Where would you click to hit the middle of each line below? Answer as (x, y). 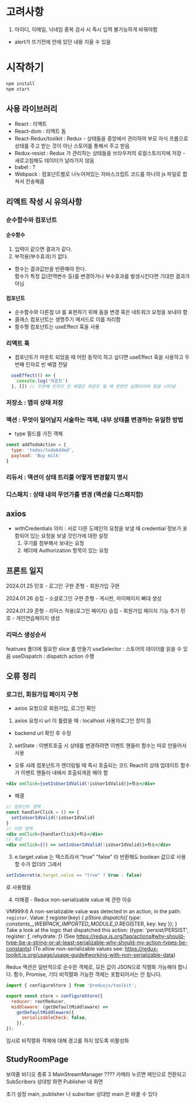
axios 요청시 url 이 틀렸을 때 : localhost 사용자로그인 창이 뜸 (83, 720)
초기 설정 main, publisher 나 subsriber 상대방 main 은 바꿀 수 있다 (82, 1094)
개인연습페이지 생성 (38, 618)
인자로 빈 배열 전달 (47, 364)
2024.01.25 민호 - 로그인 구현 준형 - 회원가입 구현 (63, 586)
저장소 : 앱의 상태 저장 (35, 403)
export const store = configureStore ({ (55, 996)
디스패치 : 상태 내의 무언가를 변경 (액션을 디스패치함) (75, 494)
